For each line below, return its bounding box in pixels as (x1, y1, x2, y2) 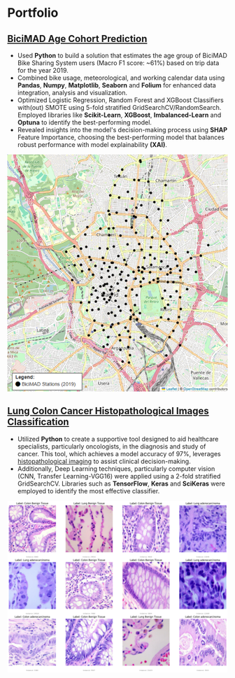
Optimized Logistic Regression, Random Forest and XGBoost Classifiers (17, 96, 224, 104)
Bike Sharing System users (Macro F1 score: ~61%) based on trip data (17, 59, 220, 67)
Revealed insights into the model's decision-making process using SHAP (17, 126, 227, 134)
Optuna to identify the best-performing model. (17, 118, 152, 127)
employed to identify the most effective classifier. (17, 486, 160, 495)
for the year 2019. (17, 66, 69, 74)
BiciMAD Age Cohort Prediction (7, 33, 148, 45)
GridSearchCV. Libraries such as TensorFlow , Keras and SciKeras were (17, 479, 225, 488)
